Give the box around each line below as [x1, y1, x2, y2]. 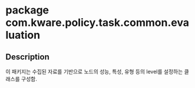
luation [5, 29, 41, 42]
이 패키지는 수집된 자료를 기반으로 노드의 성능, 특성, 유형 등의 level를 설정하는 [5, 68, 183, 75]
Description [5, 52, 49, 62]
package [5, 4, 49, 17]
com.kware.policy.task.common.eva [5, 16, 190, 29]
